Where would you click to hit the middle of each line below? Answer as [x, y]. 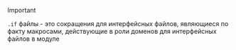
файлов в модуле [33, 39]
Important [22, 10]
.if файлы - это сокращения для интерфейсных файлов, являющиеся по [118, 24]
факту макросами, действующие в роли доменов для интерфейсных [112, 31]
